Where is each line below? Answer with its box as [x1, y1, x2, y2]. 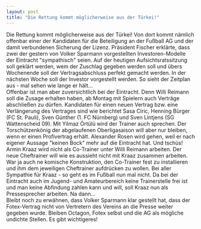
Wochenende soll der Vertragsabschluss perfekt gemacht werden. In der [6, 69, 186, 76]
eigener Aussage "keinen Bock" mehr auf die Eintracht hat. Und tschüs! [6, 139, 183, 146]
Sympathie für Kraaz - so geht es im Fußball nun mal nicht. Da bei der [6, 171, 179, 178]
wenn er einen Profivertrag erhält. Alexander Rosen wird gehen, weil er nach [6, 132, 196, 140]
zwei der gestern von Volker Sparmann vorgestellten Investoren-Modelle [6, 50, 186, 57]
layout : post [6, 8, 39, 15]
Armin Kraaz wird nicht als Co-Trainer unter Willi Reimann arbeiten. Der [6, 145, 182, 153]
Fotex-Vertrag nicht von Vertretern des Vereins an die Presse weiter [6, 203, 173, 210]
